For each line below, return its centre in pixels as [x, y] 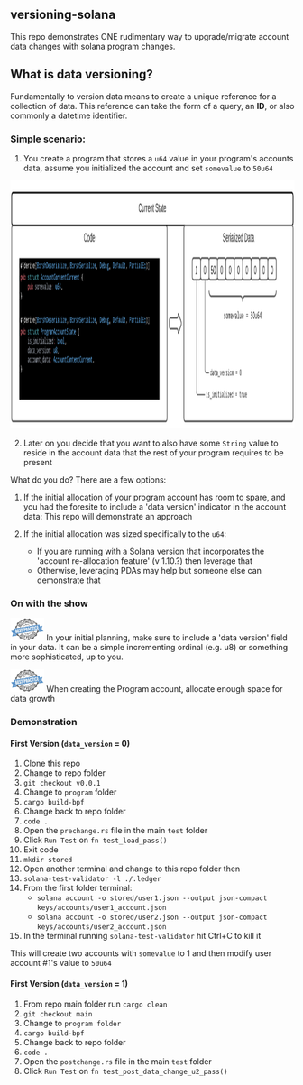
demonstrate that [69, 580]
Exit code [41, 850]
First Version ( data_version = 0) [70, 743]
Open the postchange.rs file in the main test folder [117, 1061]
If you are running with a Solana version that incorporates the [151, 551]
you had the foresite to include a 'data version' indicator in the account [155, 506]
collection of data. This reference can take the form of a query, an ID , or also [152, 106]
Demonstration [44, 722]
